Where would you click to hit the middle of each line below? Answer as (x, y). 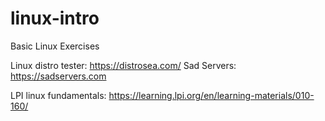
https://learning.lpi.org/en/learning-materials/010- (211, 95)
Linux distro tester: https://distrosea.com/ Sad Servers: (123, 65)
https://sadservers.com (58, 76)
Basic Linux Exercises (55, 46)
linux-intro (55, 18)
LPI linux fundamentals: (58, 95)
